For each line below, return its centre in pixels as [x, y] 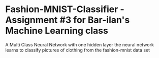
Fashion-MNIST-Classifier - [65, 9]
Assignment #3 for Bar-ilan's [68, 20]
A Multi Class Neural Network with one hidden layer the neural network [80, 44]
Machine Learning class [57, 31]
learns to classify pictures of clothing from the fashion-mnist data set [78, 50]
